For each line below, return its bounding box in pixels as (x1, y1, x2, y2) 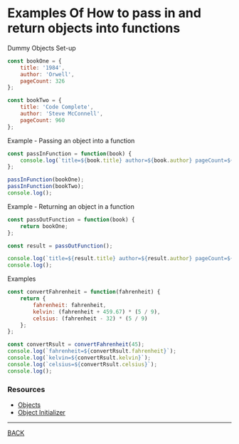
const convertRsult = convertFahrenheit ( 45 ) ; (7, 341, 144, 349)
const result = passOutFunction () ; (7, 242, 113, 249)
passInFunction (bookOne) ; (7, 176, 84, 183)
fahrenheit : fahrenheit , (33, 301, 107, 309)
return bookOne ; (20, 222, 69, 229)
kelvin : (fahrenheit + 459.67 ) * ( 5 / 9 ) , (33, 308, 161, 315)
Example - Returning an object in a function (7, 202, 135, 211)
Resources (7, 384, 46, 394)
